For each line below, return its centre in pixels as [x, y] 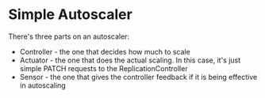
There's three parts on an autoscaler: [69, 36]
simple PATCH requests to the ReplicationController [104, 68]
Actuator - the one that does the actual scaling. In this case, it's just [130, 60]
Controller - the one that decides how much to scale [105, 51]
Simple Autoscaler [70, 15]
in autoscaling [42, 85]
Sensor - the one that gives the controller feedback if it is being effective [138, 77]
